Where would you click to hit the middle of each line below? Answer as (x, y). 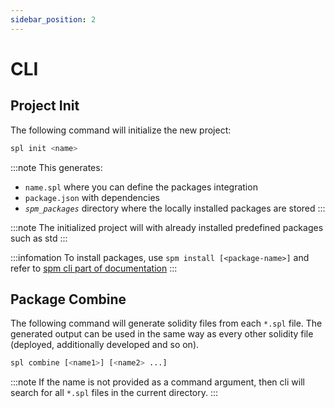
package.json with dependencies (92, 197)
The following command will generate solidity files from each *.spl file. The (166, 323)
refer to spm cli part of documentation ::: (94, 268)
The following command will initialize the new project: (121, 130)
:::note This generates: (56, 167)
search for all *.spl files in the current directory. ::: (114, 393)
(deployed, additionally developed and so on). (105, 345)
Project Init (45, 106)
